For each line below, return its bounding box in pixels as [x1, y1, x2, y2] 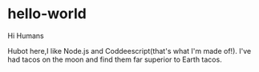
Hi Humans [7, 31, 45, 40]
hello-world [7, 5, 87, 23]
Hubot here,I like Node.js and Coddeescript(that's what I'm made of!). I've [7, 46, 252, 55]
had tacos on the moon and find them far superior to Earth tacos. [7, 55, 222, 64]
